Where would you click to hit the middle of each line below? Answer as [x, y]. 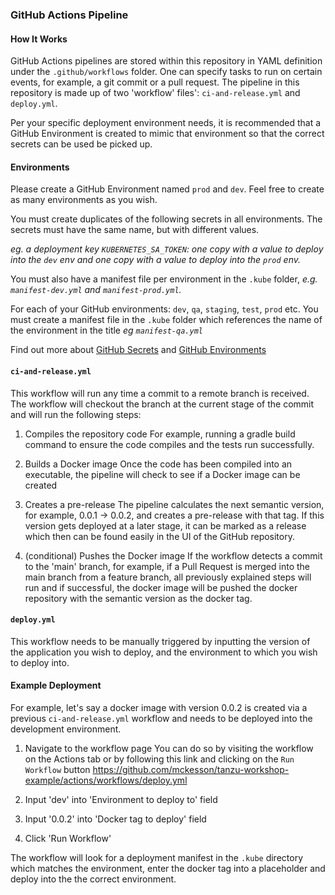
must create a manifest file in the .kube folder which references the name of [166, 320]
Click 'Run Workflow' [68, 838]
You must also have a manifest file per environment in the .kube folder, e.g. [164, 279]
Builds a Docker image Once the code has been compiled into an [158, 464]
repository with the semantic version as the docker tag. [138, 598]
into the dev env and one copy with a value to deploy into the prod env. [156, 260]
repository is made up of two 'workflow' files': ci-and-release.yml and [155, 93]
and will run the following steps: [76, 414]
